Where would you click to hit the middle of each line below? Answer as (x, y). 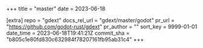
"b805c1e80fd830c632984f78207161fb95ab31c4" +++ (75, 39)
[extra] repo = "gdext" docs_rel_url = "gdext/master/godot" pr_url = (90, 20)
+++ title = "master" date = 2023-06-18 (56, 9)
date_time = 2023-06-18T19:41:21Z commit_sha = (68, 33)
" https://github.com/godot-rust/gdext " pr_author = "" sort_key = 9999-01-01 (102, 27)
